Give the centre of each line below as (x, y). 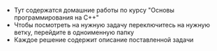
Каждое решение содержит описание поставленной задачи (104, 40)
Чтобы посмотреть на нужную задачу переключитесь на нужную (112, 25)
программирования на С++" (56, 17)
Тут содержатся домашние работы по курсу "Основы (94, 10)
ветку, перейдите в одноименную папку (74, 32)
